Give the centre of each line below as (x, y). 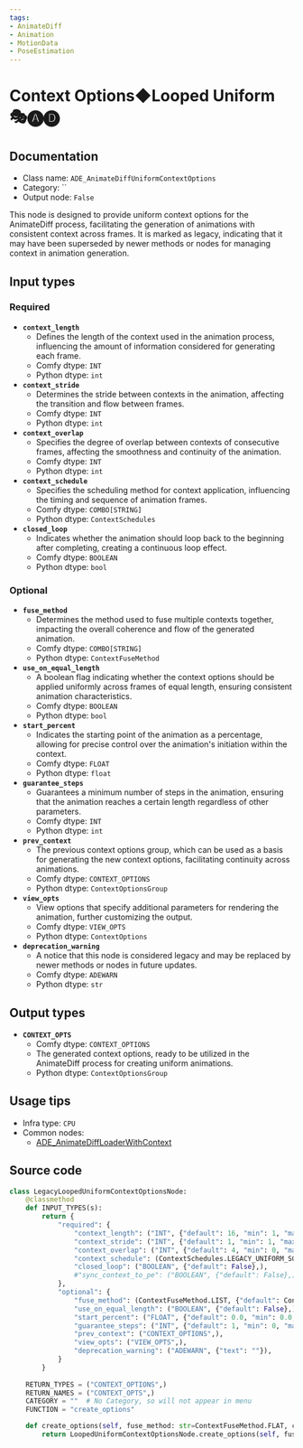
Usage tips (40, 1102)
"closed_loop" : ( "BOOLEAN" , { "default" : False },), (171, 1267)
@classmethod (50, 1200)
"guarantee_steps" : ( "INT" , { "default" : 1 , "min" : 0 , (177, 1326)
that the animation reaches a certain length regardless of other (152, 802)
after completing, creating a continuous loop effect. (131, 547)
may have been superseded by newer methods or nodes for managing (140, 244)
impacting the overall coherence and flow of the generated (145, 630)
